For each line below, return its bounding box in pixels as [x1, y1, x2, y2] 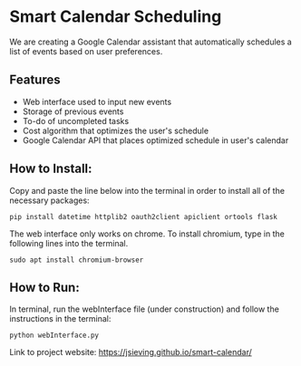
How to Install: [9, 161, 92, 177]
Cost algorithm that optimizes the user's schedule [22, 125, 209, 136]
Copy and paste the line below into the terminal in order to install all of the [9, 185, 286, 196]
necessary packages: [9, 195, 90, 206]
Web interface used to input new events [22, 96, 172, 107]
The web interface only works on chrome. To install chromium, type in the [9, 228, 286, 239]
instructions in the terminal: [9, 313, 112, 324]
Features [9, 72, 61, 88]
